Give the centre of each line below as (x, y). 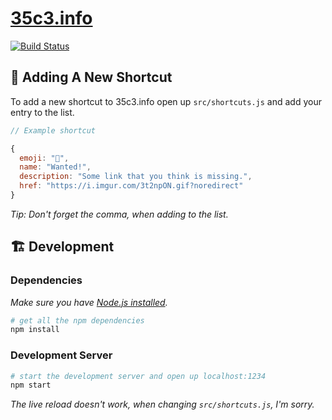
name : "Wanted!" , (55, 167)
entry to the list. (42, 112)
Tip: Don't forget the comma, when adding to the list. (119, 214)
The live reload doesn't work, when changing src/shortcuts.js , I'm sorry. (162, 404)
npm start (31, 385)
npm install (35, 330)
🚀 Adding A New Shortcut (91, 77)
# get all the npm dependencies (77, 320)
